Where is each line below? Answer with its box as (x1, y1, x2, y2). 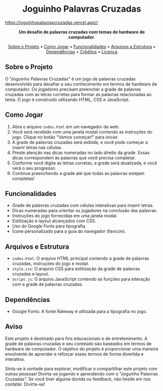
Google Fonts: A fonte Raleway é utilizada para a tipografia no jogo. (12, 309, 147, 314)
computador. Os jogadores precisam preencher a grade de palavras (5, 86, 141, 92)
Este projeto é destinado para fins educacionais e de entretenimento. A (5, 335, 147, 341)
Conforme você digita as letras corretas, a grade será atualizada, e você (12, 160, 157, 166)
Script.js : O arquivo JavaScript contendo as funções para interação (12, 276, 150, 282)
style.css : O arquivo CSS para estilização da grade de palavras (12, 266, 140, 272)
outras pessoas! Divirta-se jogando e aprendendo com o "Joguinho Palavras (5, 371, 158, 376)
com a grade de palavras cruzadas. (12, 281, 84, 287)
